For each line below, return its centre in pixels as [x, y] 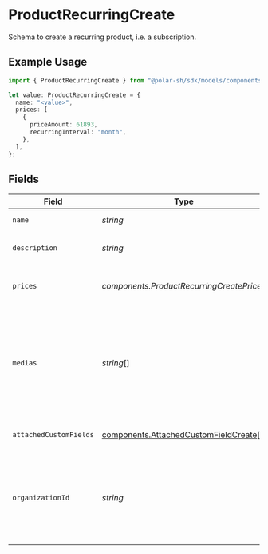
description [35, 248]
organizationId [41, 498]
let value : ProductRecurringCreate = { [75, 95]
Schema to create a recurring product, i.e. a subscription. [102, 37]
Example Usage [48, 62]
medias [25, 363]
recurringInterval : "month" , [78, 132]
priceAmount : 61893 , [63, 125]
